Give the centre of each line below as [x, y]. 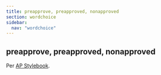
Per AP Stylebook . [28, 66]
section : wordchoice [31, 17]
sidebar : [17, 22]
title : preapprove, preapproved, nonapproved [62, 11]
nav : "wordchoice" [34, 28]
